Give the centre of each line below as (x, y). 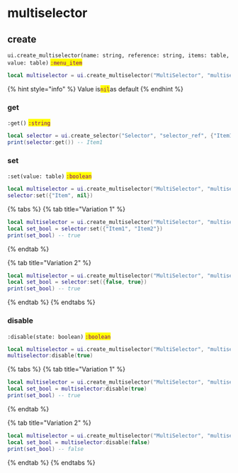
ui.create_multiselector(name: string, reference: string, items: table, (119, 55)
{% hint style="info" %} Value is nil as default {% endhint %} (96, 89)
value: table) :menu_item (45, 63)
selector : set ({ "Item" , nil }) (50, 196)
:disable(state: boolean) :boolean (59, 337)
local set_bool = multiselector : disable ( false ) (79, 442)
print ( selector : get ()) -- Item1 (55, 143)
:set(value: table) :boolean (50, 177)
